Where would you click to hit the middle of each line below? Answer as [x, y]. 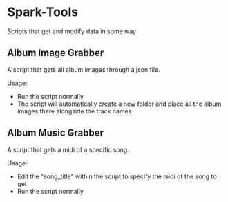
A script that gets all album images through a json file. [84, 69]
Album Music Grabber [55, 133]
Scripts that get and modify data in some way [72, 31]
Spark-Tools [43, 12]
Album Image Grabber [56, 53]
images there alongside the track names [74, 111]
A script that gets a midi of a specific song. [68, 149]
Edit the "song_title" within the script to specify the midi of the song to [117, 176]
